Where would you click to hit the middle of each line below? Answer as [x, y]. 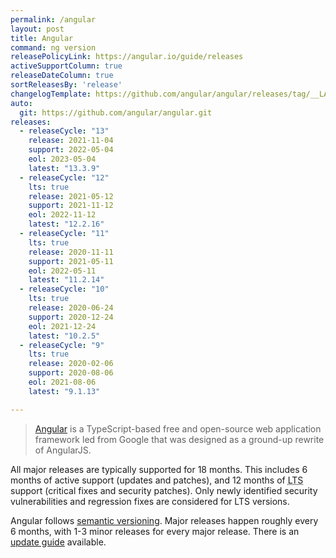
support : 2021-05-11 [71, 261]
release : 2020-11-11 [71, 252]
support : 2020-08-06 [71, 373]
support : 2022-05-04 [71, 150]
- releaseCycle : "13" [64, 131]
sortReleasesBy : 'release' [66, 85]
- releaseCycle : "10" [64, 289]
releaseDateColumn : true [62, 76]
